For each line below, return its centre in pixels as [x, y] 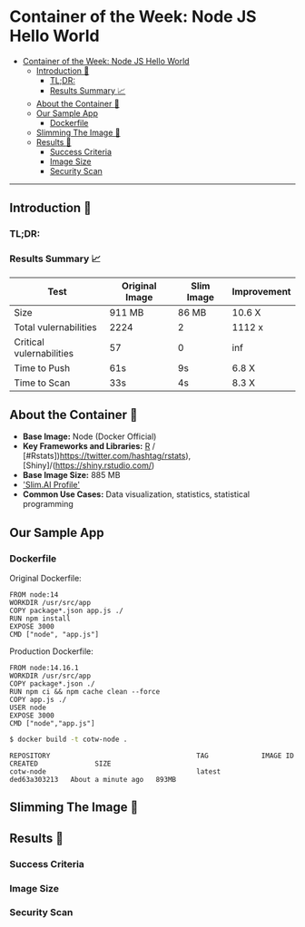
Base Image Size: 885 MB [71, 475]
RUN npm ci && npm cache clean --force [85, 692]
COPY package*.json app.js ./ [67, 611]
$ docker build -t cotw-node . [69, 740]
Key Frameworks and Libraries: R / [89, 446]
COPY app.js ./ [38, 700]
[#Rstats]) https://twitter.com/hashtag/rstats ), [107, 456]
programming [48, 504]
